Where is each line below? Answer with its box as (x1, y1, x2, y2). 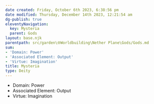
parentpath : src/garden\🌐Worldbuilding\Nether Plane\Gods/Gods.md (5, 40, 149, 45)
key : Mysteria (10, 26, 40, 31)
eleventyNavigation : (5, 21, 49, 27)
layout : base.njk (5, 36, 42, 41)
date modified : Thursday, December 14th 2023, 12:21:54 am (5, 12, 133, 17)
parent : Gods (10, 31, 37, 36)
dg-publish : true (5, 17, 42, 22)
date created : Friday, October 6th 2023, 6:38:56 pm (5, 7, 119, 13)
